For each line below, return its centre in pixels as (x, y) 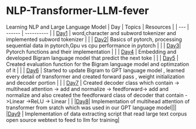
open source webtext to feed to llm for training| (63, 120)
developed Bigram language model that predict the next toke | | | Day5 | (92, 58)
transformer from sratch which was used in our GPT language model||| (91, 107)
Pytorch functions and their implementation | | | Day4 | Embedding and (91, 51)
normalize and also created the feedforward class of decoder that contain (95, 95)
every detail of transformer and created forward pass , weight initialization (95, 76)
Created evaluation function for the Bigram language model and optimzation (98, 64)
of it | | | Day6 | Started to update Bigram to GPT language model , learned (96, 70)
